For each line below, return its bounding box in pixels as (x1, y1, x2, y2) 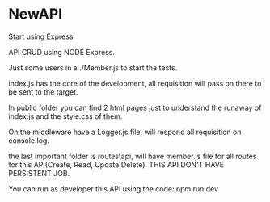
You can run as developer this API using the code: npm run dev (8, 183, 219, 194)
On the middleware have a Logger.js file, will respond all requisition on (8, 127, 242, 137)
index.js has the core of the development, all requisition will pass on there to (8, 78, 262, 88)
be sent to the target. (8, 86, 78, 97)
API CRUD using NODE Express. (8, 47, 116, 57)
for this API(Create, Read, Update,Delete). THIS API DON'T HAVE (8, 159, 225, 170)
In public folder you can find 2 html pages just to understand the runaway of (8, 103, 262, 112)
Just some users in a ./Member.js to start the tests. (8, 62, 178, 73)
